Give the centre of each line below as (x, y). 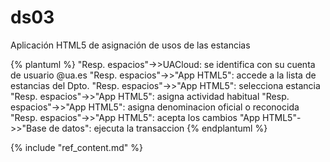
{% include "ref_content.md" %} (76, 147)
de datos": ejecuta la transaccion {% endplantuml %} (158, 128)
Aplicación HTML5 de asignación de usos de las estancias (130, 45)
